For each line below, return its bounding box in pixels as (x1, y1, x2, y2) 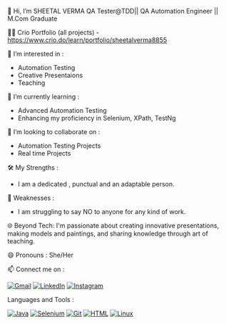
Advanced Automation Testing (17, 106, 107, 114)
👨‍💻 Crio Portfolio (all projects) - (7, 29, 100, 36)
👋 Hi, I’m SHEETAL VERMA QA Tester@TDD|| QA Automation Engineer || (7, 7, 219, 15)
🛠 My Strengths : (7, 163, 59, 171)
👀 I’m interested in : (7, 50, 64, 58)
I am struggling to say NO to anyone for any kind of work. (17, 208, 186, 216)
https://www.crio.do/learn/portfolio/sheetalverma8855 (7, 36, 168, 44)
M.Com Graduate (7, 14, 58, 23)
